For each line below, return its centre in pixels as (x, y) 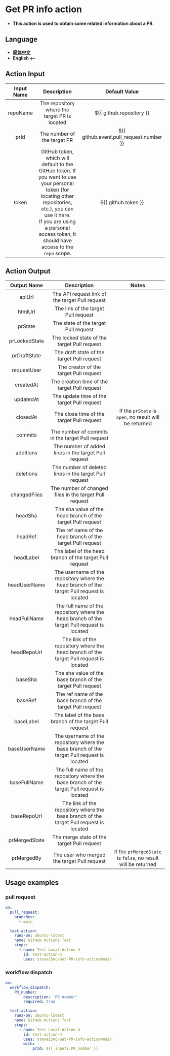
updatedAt (27, 399)
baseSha (26, 679)
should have (57, 240)
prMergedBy (27, 858)
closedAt (27, 417)
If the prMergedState (138, 852)
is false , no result (138, 858)
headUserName (27, 585)
